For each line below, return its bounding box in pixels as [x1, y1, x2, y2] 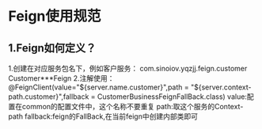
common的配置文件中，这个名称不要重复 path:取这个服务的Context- [21, 102, 244, 111]
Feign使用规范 [8, 7, 101, 25]
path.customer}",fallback [8, 92, 89, 101]
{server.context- [198, 82, 252, 92]
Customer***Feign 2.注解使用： [8, 74, 115, 83]
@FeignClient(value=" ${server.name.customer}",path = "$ [8, 82, 199, 92]
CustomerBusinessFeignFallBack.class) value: [97, 92, 248, 101]
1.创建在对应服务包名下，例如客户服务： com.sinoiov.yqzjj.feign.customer [8, 64, 248, 73]
